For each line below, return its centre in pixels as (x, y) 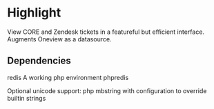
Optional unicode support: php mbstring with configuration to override (107, 90)
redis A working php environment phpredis (68, 77)
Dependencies (39, 61)
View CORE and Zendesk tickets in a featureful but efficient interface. (106, 32)
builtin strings (27, 98)
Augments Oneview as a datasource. (59, 39)
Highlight (34, 13)
